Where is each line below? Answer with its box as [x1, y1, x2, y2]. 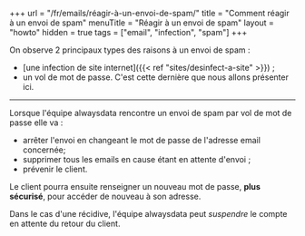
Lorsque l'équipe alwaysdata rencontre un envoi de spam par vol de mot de [9, 108, 292, 118]
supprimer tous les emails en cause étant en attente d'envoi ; [22, 154, 251, 164]
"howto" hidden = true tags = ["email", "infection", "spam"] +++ [9, 27, 248, 37]
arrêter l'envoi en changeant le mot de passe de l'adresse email [22, 135, 261, 145]
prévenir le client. [22, 163, 88, 174]
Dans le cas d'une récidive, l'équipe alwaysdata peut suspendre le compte [9, 209, 288, 219]
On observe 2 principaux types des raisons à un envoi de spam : [9, 44, 251, 55]
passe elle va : [9, 117, 64, 128]
